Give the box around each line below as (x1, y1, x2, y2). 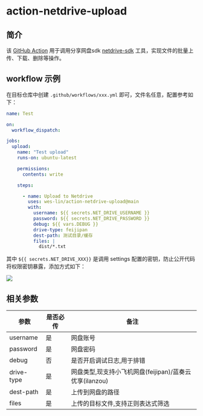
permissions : (17, 165, 50, 171)
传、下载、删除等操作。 (6, 54, 65, 62)
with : (28, 204, 42, 211)
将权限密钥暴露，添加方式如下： (6, 263, 86, 270)
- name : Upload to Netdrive (22, 193, 94, 199)
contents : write (22, 171, 63, 178)
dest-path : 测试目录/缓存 (33, 232, 93, 238)
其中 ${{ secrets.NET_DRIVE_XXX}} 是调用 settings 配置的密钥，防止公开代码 (6, 255, 195, 263)
